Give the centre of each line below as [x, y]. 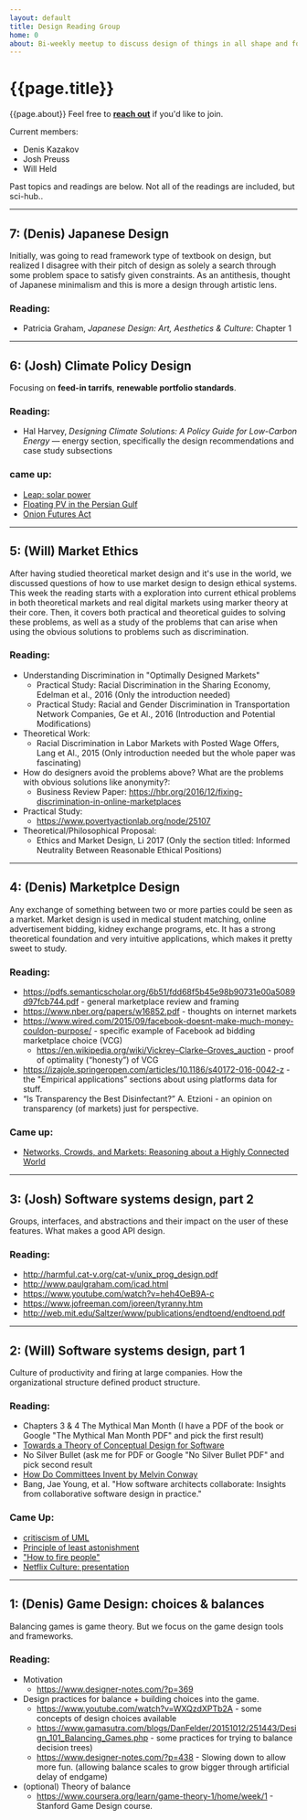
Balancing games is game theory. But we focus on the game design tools [147, 1626]
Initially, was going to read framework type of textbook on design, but [140, 256]
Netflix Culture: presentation [76, 1567]
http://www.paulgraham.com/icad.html [95, 1284]
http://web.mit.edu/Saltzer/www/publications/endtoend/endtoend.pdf [154, 1313]
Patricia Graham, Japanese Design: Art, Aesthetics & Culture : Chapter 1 [157, 328]
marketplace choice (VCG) [73, 1040]
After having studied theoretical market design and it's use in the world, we [151, 573]
